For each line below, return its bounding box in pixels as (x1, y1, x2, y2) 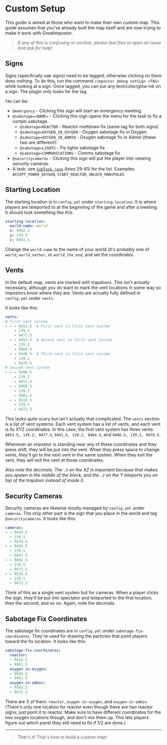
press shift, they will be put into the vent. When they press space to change (5, 447, 160, 453)
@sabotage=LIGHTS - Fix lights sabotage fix (19, 145, 105, 151)
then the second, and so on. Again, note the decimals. (5, 600, 116, 606)
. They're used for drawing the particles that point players (29, 633, 148, 639)
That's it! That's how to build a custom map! (17, 734, 108, 740)
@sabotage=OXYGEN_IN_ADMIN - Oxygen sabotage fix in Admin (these (19, 134, 156, 140)
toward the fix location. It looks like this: (5, 639, 86, 645)
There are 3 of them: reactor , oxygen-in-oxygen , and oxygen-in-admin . (5, 698, 148, 704)
